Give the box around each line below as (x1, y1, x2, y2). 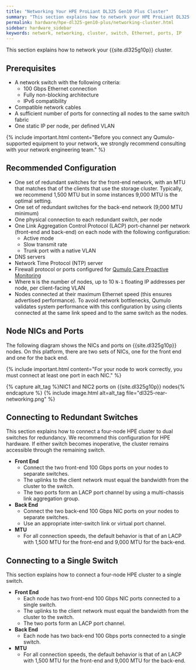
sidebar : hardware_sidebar (6, 25, 72, 31)
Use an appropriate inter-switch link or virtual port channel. (23, 520, 166, 527)
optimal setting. (14, 197, 53, 204)
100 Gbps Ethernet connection (23, 85, 97, 92)
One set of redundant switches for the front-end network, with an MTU (14, 178, 186, 185)
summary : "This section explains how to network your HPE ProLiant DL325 (6, 14, 190, 20)
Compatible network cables (14, 104, 81, 111)
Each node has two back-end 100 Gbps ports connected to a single (23, 633, 186, 640)
